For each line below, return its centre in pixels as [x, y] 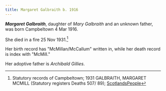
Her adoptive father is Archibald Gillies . [45, 64]
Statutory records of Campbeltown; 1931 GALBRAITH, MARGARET [79, 78]
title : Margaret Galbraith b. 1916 [42, 10]
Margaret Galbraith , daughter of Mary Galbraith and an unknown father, [79, 24]
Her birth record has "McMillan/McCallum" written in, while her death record [83, 49]
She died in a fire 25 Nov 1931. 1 [37, 39]
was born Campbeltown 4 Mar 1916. [41, 29]
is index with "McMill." [28, 54]
